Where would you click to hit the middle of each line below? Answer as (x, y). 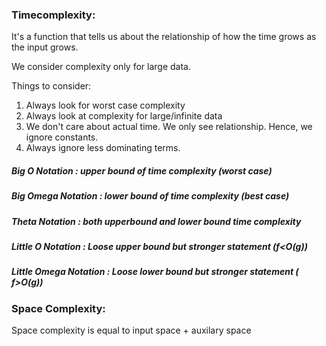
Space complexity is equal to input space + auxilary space (131, 330)
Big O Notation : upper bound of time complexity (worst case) (142, 170)
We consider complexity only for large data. (101, 67)
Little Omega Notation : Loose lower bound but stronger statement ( (155, 272)
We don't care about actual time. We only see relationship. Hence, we (169, 127)
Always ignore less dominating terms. (103, 148)
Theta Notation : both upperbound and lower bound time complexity (156, 221)
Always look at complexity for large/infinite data (124, 116)
